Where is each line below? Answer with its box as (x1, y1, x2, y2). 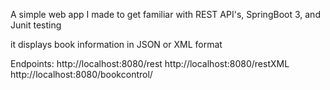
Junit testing (10, 19, 62, 31)
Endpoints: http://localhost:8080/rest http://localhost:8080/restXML (10, 58, 290, 69)
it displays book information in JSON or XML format (10, 39, 223, 50)
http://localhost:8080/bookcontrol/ (10, 69, 153, 80)
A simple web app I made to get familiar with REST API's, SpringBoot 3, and (10, 9, 321, 20)
